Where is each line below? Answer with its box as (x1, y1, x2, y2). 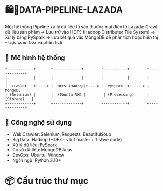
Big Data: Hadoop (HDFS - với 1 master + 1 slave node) (12, 136, 122, 142)
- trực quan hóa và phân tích (5, 39, 62, 45)
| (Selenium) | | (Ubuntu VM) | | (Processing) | (5, 92, 150, 97)
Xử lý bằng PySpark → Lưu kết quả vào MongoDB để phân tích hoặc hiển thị (5, 34, 159, 40)
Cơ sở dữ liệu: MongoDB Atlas (12, 147, 73, 152)
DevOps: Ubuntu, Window (12, 152, 65, 158)
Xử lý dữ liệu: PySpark (12, 142, 57, 148)
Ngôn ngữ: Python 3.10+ (12, 157, 61, 163)
